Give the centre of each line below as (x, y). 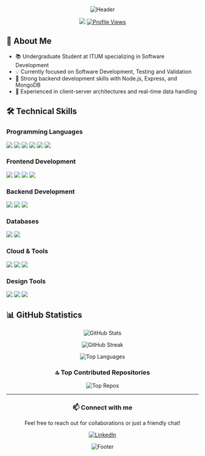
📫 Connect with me (103, 408)
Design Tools (26, 281)
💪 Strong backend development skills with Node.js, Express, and (96, 78)
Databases (23, 222)
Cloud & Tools (27, 252)
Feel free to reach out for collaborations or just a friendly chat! (103, 423)
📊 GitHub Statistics (44, 315)
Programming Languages (45, 132)
